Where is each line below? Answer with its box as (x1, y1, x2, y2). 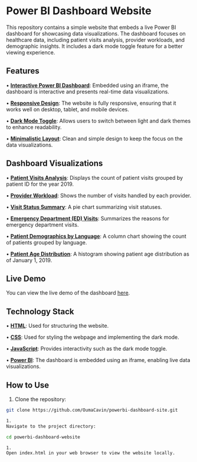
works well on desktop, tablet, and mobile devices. (6, 105, 130, 113)
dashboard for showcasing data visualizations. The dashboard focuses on (6, 30, 186, 37)
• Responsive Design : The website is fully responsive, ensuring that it (6, 99, 176, 106)
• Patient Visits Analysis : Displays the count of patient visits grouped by (6, 174, 183, 181)
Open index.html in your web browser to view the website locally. (6, 450, 176, 456)
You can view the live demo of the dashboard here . (6, 289, 130, 296)
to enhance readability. (6, 123, 62, 131)
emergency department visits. (6, 221, 79, 228)
